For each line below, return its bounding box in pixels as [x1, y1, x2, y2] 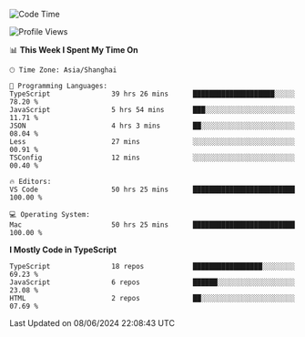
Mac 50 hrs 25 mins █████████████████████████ [9, 220, 296, 230]
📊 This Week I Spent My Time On [9, 45, 138, 55]
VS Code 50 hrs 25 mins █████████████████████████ [9, 185, 296, 194]
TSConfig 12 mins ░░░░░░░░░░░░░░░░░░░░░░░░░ [9, 153, 296, 162]
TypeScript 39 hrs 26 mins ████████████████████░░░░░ [9, 89, 296, 98]
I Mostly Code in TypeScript [9, 244, 117, 255]
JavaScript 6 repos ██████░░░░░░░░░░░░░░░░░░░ [9, 278, 296, 287]
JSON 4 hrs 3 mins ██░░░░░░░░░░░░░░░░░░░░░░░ [9, 121, 296, 130]
